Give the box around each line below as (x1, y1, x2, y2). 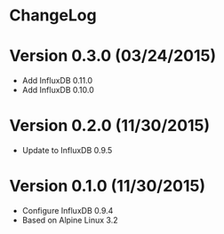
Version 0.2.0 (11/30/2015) (9, 116, 211, 136)
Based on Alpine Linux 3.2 (21, 214, 118, 225)
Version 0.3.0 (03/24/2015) (9, 46, 217, 66)
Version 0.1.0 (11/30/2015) (9, 176, 206, 196)
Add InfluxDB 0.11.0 (21, 75, 93, 86)
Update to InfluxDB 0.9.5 (21, 145, 113, 156)
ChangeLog (9, 5, 97, 26)
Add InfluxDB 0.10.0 (21, 85, 95, 96)
